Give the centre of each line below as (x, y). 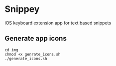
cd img (11, 50)
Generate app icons (36, 38)
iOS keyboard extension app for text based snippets (58, 23)
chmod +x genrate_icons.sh (33, 54)
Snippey (22, 9)
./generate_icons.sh (26, 59)
